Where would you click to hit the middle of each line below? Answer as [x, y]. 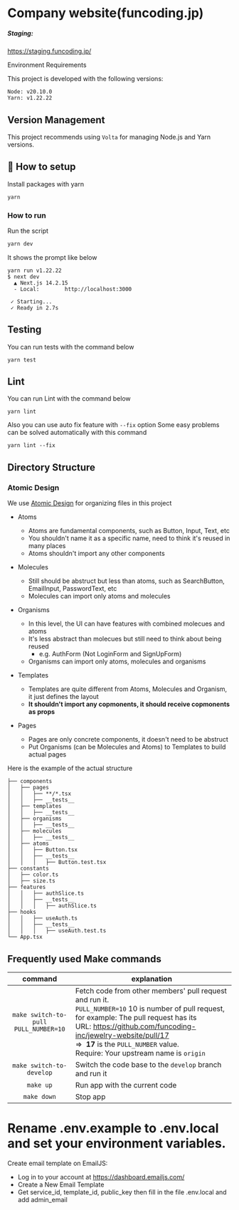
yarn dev [20, 243]
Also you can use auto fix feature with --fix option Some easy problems [113, 425]
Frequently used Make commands [84, 959]
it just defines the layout [63, 697]
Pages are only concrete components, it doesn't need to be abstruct [128, 740]
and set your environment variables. [117, 1143]
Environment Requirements [47, 65]
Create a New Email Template [61, 1184]
